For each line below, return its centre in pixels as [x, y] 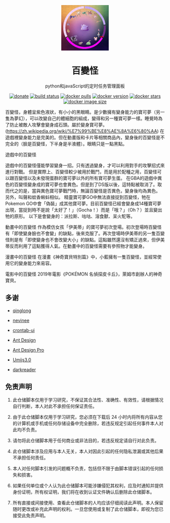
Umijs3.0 [22, 360]
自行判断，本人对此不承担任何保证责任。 [55, 406]
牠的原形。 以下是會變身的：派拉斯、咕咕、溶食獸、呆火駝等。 [70, 216]
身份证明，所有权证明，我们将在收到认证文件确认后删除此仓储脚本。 [83, 492]
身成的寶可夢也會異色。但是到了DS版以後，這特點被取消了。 [95, 184]
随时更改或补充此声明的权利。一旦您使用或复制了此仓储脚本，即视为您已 [88, 509]
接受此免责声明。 [30, 515]
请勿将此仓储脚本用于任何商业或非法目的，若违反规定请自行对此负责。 [86, 441]
